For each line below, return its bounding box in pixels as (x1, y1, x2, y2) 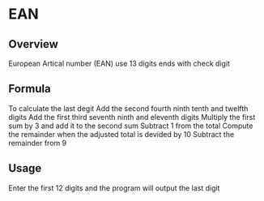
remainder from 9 (8, 138, 67, 148)
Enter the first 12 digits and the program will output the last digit (8, 183, 220, 193)
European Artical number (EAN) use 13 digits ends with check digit (8, 58, 231, 68)
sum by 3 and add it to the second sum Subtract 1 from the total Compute (8, 121, 253, 130)
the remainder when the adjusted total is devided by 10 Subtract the (8, 129, 235, 139)
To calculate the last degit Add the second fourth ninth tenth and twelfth (8, 103, 249, 113)
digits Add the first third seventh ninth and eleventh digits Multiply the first (8, 112, 256, 122)
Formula (8, 82, 51, 96)
